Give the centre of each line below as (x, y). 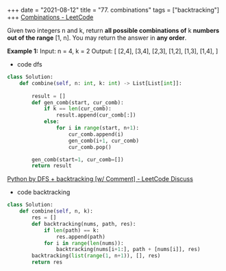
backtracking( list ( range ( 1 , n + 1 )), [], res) (96, 256)
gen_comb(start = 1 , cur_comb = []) (78, 160)
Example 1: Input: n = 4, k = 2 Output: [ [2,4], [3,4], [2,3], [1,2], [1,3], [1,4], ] (113, 51)
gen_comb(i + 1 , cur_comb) (103, 141)
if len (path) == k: (71, 230)
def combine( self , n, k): (56, 211)
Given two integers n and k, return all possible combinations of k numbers (113, 31)
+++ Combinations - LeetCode (50, 17)
